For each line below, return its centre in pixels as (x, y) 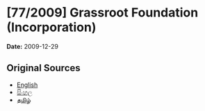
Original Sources (43, 68)
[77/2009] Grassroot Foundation (102, 13)
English (27, 85)
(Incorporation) (51, 27)
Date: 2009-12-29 (32, 46)
